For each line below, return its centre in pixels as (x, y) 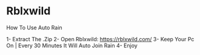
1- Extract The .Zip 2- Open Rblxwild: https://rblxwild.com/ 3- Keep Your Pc (100, 39)
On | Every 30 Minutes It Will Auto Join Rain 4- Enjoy (72, 45)
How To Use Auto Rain (34, 27)
